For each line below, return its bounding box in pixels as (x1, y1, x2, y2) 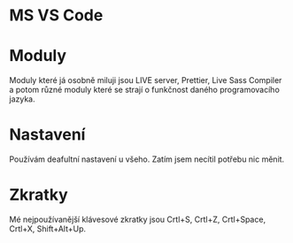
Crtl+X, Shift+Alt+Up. (9, 224, 87, 234)
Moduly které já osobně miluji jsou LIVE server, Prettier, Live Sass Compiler (9, 75, 282, 86)
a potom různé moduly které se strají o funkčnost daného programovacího (9, 85, 281, 95)
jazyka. (9, 94, 35, 104)
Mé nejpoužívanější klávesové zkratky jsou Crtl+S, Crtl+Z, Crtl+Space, (9, 214, 266, 224)
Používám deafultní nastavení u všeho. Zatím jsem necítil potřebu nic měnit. (9, 154, 285, 164)
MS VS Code (9, 5, 104, 26)
